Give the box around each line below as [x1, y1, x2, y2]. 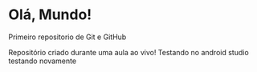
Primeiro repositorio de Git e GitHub [8, 32, 127, 42]
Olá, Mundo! [8, 6, 92, 24]
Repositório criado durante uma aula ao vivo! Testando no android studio [8, 47, 249, 57]
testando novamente [8, 56, 77, 66]
